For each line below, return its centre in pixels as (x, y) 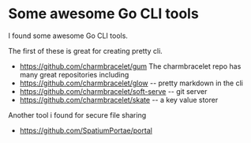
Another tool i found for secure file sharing (77, 115)
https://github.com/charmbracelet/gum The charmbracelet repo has (130, 66)
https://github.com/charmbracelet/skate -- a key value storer (119, 100)
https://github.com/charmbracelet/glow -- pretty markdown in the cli (131, 83)
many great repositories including (74, 74)
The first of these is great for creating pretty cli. (86, 51)
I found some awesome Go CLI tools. (68, 36)
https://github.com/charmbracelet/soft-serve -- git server (113, 91)
